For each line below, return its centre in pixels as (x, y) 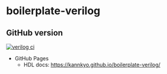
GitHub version (35, 33)
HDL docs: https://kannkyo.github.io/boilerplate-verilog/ (92, 65)
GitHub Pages (32, 58)
